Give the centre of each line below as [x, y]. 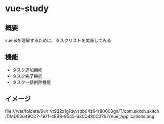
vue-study [27, 9]
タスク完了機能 [27, 76]
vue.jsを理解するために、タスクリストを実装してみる [58, 40]
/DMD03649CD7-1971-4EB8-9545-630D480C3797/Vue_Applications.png [80, 116]
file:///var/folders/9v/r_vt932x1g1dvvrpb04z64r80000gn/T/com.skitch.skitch [82, 111]
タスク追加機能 [27, 70]
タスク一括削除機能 [32, 82]
